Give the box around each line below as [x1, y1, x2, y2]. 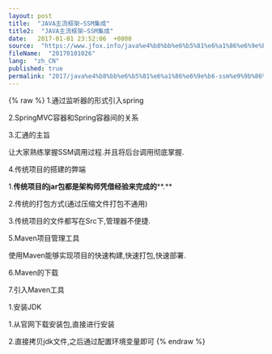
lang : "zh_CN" [8, 58, 60, 66]
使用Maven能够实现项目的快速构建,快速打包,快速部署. [8, 250, 186, 260]
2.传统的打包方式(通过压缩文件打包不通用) [8, 198, 148, 208]
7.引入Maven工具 [8, 284, 65, 294]
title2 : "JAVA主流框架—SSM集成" [8, 27, 114, 35]
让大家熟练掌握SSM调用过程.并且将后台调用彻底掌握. [8, 147, 185, 156]
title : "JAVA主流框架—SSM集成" [8, 19, 111, 28]
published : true [8, 65, 63, 73]
